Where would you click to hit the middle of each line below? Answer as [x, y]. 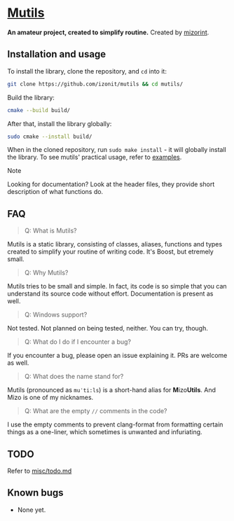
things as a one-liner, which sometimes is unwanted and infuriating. [105, 432]
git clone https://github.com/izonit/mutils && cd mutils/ [95, 84]
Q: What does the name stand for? [74, 377]
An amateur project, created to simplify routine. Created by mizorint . [108, 32]
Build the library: [31, 97]
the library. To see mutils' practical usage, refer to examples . [95, 157]
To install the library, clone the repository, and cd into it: [87, 71]
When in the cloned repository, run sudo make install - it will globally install [117, 150]
